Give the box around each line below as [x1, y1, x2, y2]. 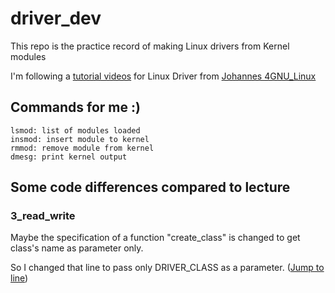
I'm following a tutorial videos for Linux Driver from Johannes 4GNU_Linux [10, 70, 317, 82]
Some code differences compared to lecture [10, 179, 291, 196]
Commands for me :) [10, 99, 141, 116]
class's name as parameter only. [10, 242, 144, 254]
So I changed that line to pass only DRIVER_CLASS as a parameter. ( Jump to [10, 262, 325, 274]
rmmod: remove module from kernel [10, 143, 155, 153]
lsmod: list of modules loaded [10, 125, 141, 136]
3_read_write [10, 209, 76, 223]
